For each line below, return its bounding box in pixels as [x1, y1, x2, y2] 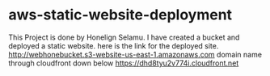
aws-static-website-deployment [8, 6, 233, 24]
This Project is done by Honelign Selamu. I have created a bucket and [8, 32, 240, 42]
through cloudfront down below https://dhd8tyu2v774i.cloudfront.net [8, 58, 239, 68]
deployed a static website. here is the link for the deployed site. [8, 40, 219, 50]
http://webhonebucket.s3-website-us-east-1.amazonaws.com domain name [8, 49, 263, 59]
